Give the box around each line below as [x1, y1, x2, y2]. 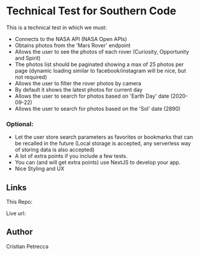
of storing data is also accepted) [14, 146, 95, 153]
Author [6, 227, 33, 237]
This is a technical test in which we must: [6, 24, 107, 31]
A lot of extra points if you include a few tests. [14, 153, 128, 160]
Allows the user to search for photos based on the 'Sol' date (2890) [14, 105, 181, 112]
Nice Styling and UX [14, 165, 64, 172]
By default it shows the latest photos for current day [14, 86, 143, 93]
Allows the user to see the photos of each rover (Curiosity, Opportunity [14, 48, 189, 55]
